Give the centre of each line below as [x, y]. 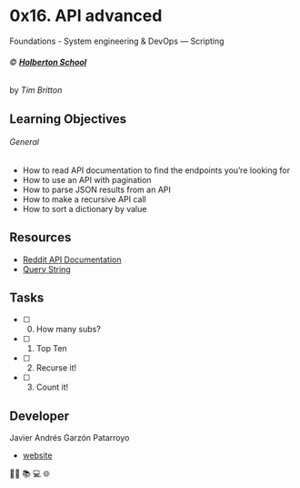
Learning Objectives [68, 119]
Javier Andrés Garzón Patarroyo [70, 438]
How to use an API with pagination [87, 179]
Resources [40, 238]
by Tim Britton [36, 90]
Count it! [52, 387]
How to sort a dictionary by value [85, 208]
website [37, 455]
